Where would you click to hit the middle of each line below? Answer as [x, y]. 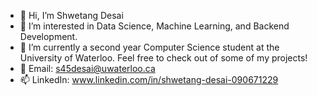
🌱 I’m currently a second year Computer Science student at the [149, 47]
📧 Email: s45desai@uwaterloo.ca [87, 68]
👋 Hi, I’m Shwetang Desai [71, 15]
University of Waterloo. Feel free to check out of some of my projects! [163, 58]
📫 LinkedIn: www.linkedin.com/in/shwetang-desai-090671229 [149, 79]
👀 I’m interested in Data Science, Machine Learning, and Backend [154, 26]
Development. [48, 36]
